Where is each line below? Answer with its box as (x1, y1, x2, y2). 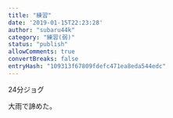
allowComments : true (8, 48, 76, 55)
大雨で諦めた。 (8, 101, 56, 110)
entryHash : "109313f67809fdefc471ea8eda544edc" (8, 63, 167, 70)
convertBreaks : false (8, 55, 79, 63)
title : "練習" (8, 11, 52, 20)
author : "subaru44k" (8, 26, 76, 34)
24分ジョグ (8, 84, 45, 94)
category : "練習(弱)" (8, 33, 75, 41)
